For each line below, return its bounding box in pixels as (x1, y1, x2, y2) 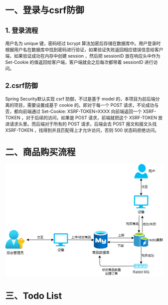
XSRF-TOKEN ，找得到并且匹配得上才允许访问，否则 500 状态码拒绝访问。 (5, 127, 159, 133)
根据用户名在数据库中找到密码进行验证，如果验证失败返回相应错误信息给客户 (5, 47, 163, 53)
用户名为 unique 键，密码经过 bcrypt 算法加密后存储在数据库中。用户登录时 (5, 41, 161, 46)
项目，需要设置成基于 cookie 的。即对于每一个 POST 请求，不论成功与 (14, 102, 159, 108)
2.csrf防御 (5, 81, 38, 90)
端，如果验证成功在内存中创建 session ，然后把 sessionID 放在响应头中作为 (5, 53, 160, 59)
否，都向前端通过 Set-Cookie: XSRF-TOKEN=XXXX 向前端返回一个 (5, 108, 142, 114)
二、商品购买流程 (5, 146, 76, 158)
